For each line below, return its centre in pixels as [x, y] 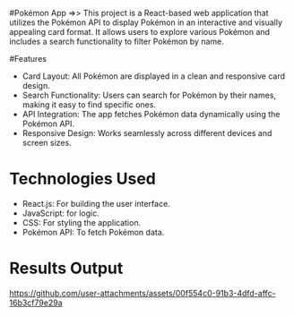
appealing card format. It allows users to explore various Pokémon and [140, 32]
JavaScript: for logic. [61, 213]
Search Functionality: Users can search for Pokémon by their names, [149, 95]
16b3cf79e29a [36, 303]
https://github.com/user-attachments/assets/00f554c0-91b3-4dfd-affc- [143, 293]
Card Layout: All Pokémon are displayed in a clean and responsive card [153, 76]
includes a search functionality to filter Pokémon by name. [117, 41]
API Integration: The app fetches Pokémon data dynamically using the [151, 114]
